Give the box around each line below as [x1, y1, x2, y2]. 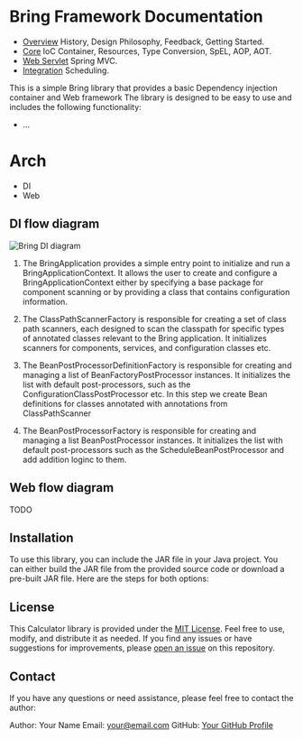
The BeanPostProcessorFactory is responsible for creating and [22, 425, 257, 436]
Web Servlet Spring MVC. [22, 55, 118, 66]
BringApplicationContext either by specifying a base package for [22, 277, 264, 288]
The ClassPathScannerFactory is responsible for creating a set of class [22, 313, 287, 324]
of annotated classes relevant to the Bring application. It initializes [22, 332, 268, 344]
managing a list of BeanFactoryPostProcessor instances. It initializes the [22, 369, 291, 380]
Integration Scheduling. [22, 65, 110, 76]
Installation [9, 530, 74, 545]
